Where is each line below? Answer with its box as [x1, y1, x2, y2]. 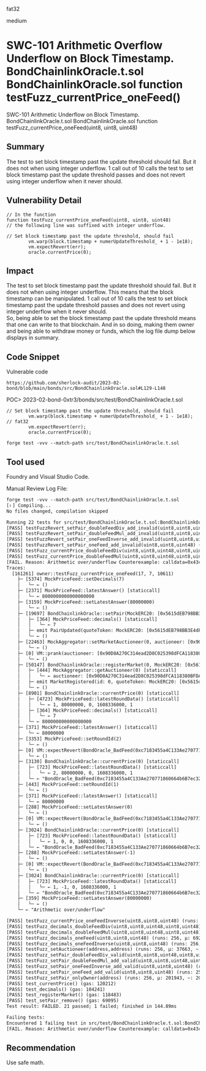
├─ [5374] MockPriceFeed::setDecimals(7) [17, 576, 124, 582]
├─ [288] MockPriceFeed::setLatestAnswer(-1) [17, 850, 136, 856]
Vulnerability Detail [6, 196, 82, 206]
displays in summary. [6, 334, 60, 341]
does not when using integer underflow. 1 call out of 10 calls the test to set [6, 164, 194, 172]
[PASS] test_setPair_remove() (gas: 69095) [6, 997, 120, 1004]
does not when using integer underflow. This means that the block [6, 288, 174, 296]
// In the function [6, 212, 56, 218]
